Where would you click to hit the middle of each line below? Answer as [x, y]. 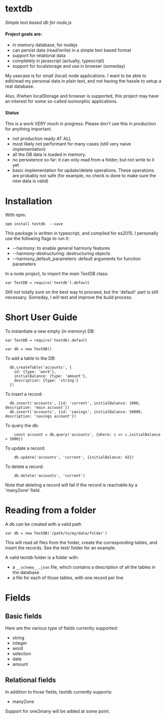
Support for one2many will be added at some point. [58, 711]
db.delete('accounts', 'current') [50, 476]
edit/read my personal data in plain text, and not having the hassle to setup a [83, 81]
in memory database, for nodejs [45, 45]
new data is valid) [30, 181]
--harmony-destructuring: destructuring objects [61, 253]
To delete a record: [25, 467]
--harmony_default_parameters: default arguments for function [77, 259]
